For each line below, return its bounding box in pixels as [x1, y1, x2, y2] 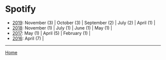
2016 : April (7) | [12, 35, 44, 41]
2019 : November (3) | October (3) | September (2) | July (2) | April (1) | [12, 20, 156, 26]
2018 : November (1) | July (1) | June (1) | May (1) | [12, 25, 113, 30]
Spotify [5, 3, 36, 15]
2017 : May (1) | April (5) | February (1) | [12, 30, 90, 36]
